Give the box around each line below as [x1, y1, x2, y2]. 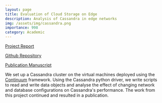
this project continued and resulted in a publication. [5, 92, 109, 98]
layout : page [5, 7, 32, 12]
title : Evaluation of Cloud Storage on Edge [5, 12, 97, 17]
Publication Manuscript [5, 62, 52, 68]
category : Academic [5, 30, 45, 35]
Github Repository [5, 53, 42, 59]
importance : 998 [5, 25, 38, 30]
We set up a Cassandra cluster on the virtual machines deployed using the [5, 72, 155, 77]
